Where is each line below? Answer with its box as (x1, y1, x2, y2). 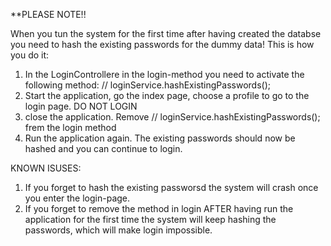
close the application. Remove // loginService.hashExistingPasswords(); (24, 111, 321, 123)
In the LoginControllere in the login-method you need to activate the (24, 69, 305, 80)
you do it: (10, 49, 50, 61)
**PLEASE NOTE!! (10, 9, 87, 20)
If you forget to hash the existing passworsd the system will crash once (24, 182, 319, 193)
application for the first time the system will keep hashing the (24, 214, 277, 225)
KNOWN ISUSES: (10, 162, 82, 174)
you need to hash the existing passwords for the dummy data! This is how (10, 39, 315, 50)
